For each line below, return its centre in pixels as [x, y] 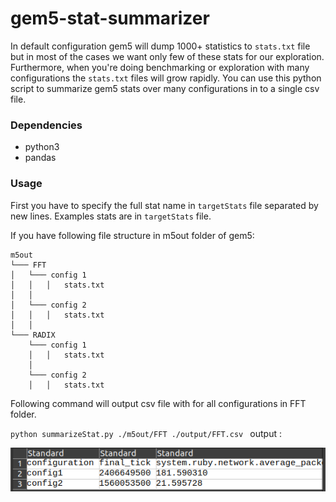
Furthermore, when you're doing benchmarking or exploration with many [160, 67]
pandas [40, 158]
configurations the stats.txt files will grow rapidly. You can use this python [166, 78]
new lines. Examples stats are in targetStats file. [111, 216]
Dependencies [46, 125]
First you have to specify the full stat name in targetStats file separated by [164, 205]
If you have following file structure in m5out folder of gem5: [132, 235]
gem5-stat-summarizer [110, 18]
